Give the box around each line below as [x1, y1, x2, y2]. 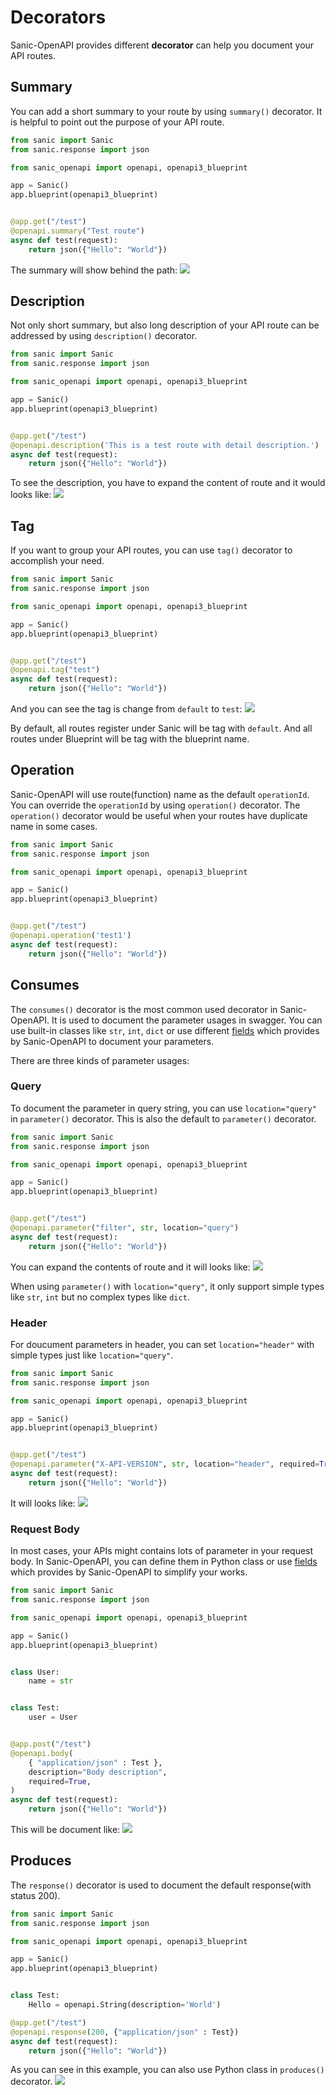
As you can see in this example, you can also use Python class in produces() [10, 2064, 325, 2076]
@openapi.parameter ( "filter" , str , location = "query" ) [10, 1223, 240, 1233]
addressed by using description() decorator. [10, 330, 198, 342]
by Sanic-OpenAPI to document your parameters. [10, 1035, 215, 1047]
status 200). [10, 1889, 61, 1901]
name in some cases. [10, 820, 98, 832]
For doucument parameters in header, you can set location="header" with [10, 1338, 315, 1350]
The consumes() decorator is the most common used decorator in [10, 1003, 278, 1015]
